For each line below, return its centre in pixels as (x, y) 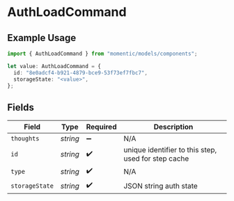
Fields (21, 107)
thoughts (25, 139)
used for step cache (156, 159)
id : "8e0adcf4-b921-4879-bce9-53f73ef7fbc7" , (81, 73)
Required (101, 127)
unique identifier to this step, (170, 150)
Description (173, 127)
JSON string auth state (161, 186)
